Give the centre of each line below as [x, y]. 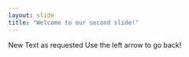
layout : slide [31, 15]
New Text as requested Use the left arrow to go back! [95, 45]
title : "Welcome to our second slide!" [74, 23]
